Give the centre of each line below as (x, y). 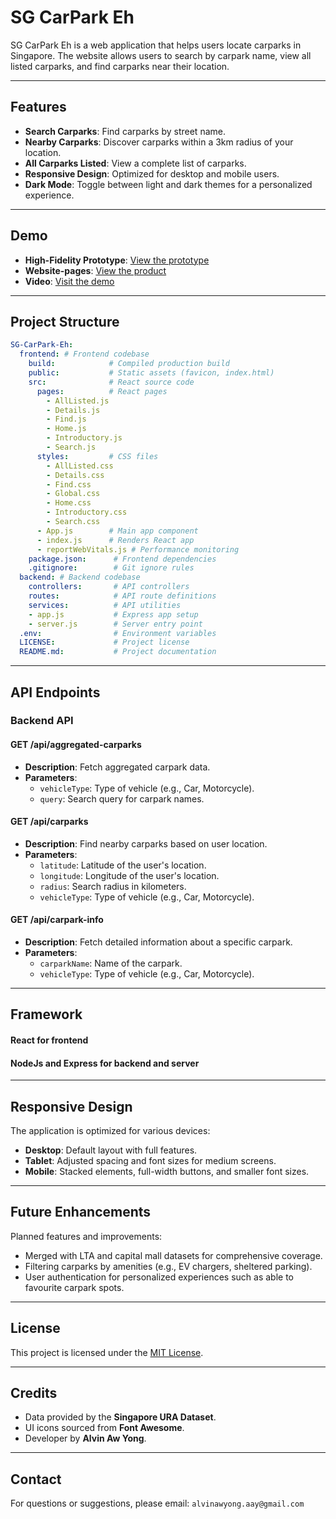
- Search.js (71, 447)
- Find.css (69, 484)
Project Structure (65, 321)
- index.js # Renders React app (115, 540)
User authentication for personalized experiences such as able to (159, 1277)
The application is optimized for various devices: (110, 1131)
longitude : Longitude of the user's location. (129, 875)
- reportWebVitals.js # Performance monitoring (138, 549)
